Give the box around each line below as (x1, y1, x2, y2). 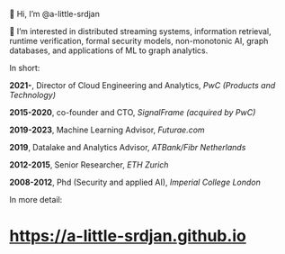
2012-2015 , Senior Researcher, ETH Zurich (9, 159, 169, 170)
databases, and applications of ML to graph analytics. (9, 45, 209, 56)
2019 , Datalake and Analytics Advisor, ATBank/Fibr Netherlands (9, 142, 246, 152)
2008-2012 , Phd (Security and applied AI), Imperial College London (9, 177, 261, 187)
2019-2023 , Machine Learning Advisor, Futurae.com (9, 124, 205, 135)
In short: (9, 63, 40, 73)
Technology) (9, 90, 57, 100)
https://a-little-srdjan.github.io (9, 226, 247, 247)
